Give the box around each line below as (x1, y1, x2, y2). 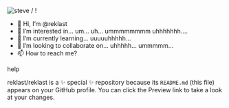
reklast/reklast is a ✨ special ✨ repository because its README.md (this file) (7, 79, 215, 86)
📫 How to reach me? (17, 49, 78, 57)
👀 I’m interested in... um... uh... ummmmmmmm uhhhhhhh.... (17, 27, 188, 35)
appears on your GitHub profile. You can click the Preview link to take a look (7, 86, 222, 94)
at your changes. (7, 93, 55, 101)
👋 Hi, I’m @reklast (17, 20, 67, 27)
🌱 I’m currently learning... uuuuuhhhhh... (17, 34, 131, 42)
